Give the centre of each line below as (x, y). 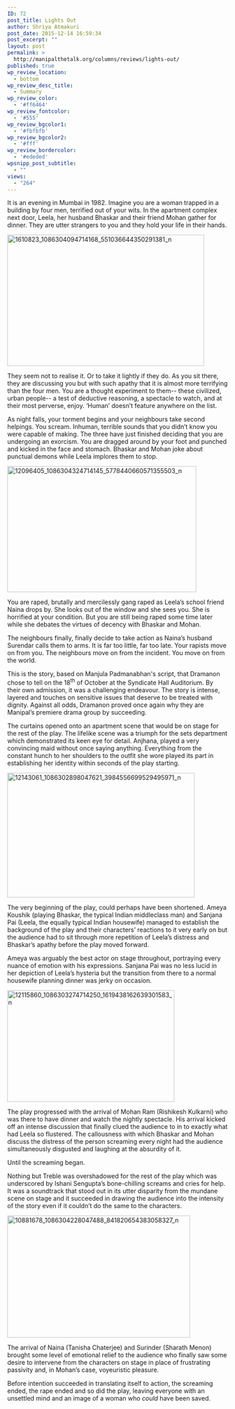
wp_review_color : (33, 99)
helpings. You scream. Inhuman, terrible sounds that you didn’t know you (113, 427)
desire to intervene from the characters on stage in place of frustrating (109, 1363)
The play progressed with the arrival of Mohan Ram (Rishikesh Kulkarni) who (117, 1112)
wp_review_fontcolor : (39, 111)
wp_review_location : (37, 72)
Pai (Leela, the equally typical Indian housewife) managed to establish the (113, 923)
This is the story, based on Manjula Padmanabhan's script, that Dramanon (114, 674)
